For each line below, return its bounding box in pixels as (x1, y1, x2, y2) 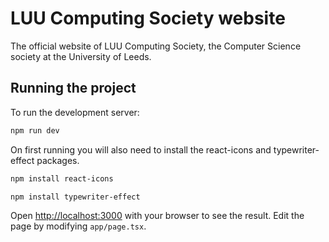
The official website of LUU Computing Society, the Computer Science (10, 40, 302, 52)
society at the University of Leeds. (10, 50, 152, 62)
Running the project (10, 80, 137, 97)
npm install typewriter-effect (10, 192, 141, 202)
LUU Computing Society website (10, 7, 286, 30)
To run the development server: (10, 106, 140, 118)
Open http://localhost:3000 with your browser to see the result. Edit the (10, 210, 305, 222)
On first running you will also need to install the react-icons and (10, 143, 272, 156)
